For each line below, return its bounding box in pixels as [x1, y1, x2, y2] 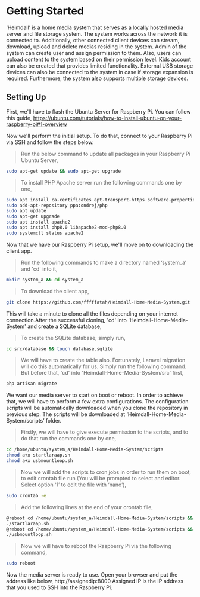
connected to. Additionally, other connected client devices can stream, [6, 36, 180, 44]
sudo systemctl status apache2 [6, 230, 84, 236]
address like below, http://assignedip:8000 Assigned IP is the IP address [6, 578, 183, 585]
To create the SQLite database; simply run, [20, 334, 126, 341]
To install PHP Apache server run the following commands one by [20, 179, 182, 186]
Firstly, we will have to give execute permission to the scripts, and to [20, 428, 189, 436]
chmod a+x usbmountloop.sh [6, 458, 73, 464]
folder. [45, 417, 62, 424]
